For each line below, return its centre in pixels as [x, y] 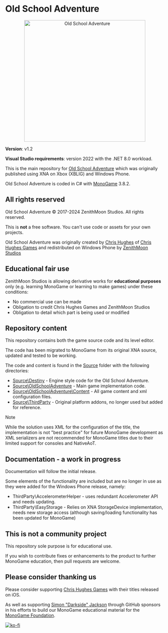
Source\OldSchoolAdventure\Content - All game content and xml [80, 391]
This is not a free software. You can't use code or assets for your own [78, 227]
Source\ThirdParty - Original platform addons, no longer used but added [88, 402]
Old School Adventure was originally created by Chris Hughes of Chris [78, 242]
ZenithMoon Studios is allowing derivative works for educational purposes [83, 281]
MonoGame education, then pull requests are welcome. [63, 561]
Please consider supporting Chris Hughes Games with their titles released [82, 589]
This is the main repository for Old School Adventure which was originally [81, 168]
